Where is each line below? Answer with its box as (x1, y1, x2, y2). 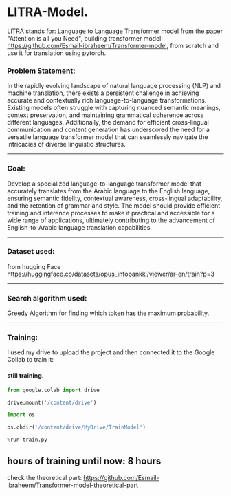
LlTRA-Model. (7, 4, 89, 20)
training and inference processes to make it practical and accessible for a (7, 208, 215, 217)
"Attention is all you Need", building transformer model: (7, 34, 163, 42)
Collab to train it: (7, 356, 54, 364)
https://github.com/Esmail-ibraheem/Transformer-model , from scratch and (7, 41, 219, 50)
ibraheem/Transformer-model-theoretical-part (7, 481, 139, 489)
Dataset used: (7, 247, 55, 257)
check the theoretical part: (7, 473, 82, 482)
